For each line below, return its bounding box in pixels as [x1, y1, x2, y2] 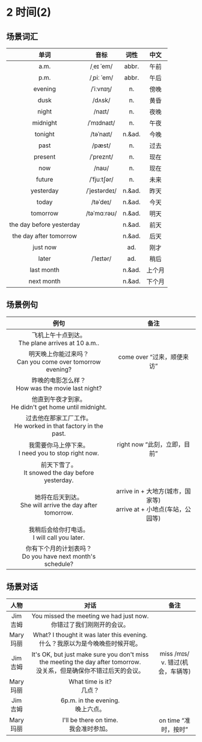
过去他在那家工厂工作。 [25, 414, 92, 422]
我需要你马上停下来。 [28, 441, 89, 449]
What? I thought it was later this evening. [32, 630, 148, 639]
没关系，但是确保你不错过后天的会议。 [35, 666, 145, 674]
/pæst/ [92, 141, 111, 150]
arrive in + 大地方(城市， [116, 487, 185, 495]
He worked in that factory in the [14, 422, 103, 430]
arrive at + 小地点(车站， [116, 505, 185, 513]
